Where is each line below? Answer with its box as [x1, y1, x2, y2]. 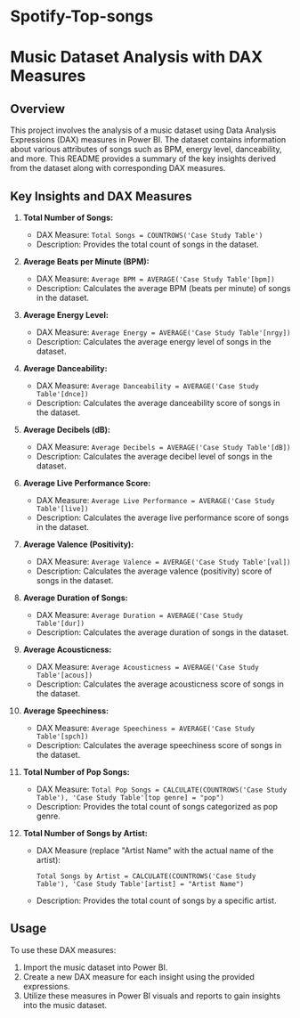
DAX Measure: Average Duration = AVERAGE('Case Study [36, 610, 244, 620]
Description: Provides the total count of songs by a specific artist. [36, 895, 277, 906]
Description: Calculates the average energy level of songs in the [36, 337, 272, 346]
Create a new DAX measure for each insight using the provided [22, 971, 255, 981]
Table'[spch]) [36, 732, 89, 741]
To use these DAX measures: [10, 944, 117, 955]
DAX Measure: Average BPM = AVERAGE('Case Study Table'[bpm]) [36, 273, 275, 284]
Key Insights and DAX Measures [10, 189, 192, 204]
